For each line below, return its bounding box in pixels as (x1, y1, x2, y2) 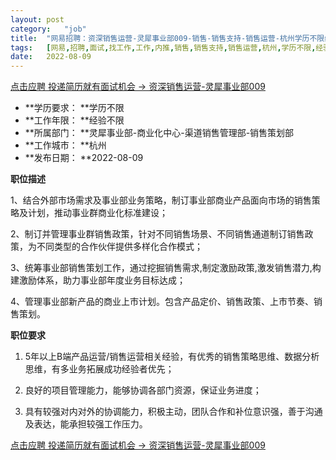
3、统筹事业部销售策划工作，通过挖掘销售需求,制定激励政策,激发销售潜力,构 (10, 262, 322, 274)
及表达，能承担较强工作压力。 (24, 418, 148, 430)
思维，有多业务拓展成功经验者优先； (24, 363, 175, 375)
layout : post (10, 14, 65, 25)
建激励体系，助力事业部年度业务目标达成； (10, 274, 186, 286)
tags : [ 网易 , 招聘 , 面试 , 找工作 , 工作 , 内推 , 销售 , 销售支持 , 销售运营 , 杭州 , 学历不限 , (10, 42, 317, 53)
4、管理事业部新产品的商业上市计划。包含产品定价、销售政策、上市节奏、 (10, 296, 315, 308)
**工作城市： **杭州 (24, 139, 107, 151)
